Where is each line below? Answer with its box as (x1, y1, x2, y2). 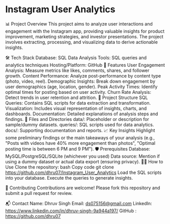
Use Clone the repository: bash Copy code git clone (5, 164, 115, 170)
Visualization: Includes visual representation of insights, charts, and (5, 105, 147, 111)
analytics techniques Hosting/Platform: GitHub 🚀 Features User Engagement (5, 62, 165, 68)
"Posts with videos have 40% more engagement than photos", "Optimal (5, 140, 156, 146)
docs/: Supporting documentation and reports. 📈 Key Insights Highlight (5, 127, 155, 133)
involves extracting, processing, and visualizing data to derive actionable (5, 39, 158, 45)
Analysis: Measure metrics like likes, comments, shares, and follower (5, 67, 150, 73)
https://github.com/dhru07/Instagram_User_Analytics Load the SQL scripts (5, 169, 162, 176)
